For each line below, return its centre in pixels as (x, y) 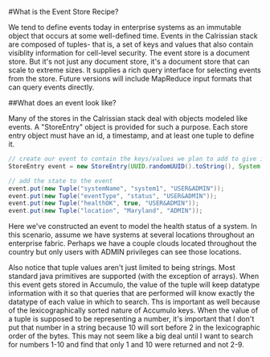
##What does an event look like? (62, 103)
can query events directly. (51, 87)
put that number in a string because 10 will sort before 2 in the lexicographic (135, 328)
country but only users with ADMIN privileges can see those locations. (125, 252)
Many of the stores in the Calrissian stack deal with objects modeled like (128, 118)
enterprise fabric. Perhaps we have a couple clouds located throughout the (133, 243)
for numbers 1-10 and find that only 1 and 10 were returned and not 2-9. (127, 345)
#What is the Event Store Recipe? (63, 12)
